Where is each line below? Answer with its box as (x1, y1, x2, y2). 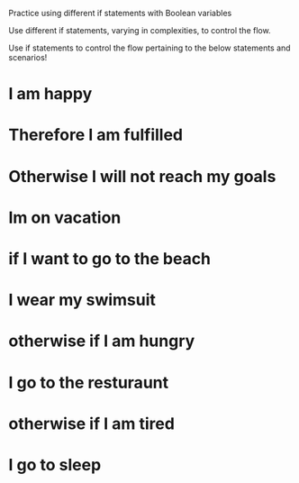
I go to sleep (8, 454, 102, 475)
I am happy (8, 84, 93, 105)
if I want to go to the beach (8, 248, 212, 269)
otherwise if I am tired (8, 414, 175, 433)
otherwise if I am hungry (8, 331, 195, 351)
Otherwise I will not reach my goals (8, 166, 276, 187)
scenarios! (8, 52, 48, 62)
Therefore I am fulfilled (8, 125, 184, 145)
